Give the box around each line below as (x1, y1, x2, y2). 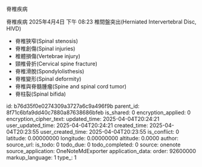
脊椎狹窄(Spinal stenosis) (15, 38, 79, 44)
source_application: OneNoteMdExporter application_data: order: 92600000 (6, 148, 197, 154)
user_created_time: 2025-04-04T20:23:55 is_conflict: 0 (40, 128, 180, 135)
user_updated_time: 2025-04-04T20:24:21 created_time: (6, 122, 148, 129)
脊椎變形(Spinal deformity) (15, 75, 82, 82)
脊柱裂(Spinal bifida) (15, 90, 67, 97)
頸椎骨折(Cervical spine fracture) (15, 60, 98, 67)
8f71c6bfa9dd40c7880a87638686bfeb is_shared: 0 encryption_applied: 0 (6, 109, 191, 116)
